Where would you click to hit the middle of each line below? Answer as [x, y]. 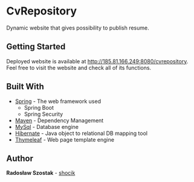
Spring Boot [39, 107]
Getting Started [36, 47]
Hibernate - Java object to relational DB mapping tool [81, 133]
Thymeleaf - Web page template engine [65, 139]
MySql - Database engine [47, 127]
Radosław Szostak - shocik [41, 173]
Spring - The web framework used [58, 101]
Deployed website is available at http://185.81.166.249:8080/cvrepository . [97, 61]
